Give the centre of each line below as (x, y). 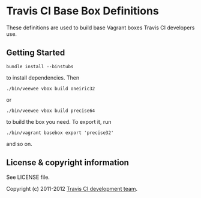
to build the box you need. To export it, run (59, 121)
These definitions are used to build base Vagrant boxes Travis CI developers (100, 28)
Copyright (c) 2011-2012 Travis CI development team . (72, 188)
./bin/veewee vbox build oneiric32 (51, 89)
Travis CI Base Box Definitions (82, 11)
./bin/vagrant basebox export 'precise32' (60, 133)
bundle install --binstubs (40, 66)
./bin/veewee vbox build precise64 (51, 111)
